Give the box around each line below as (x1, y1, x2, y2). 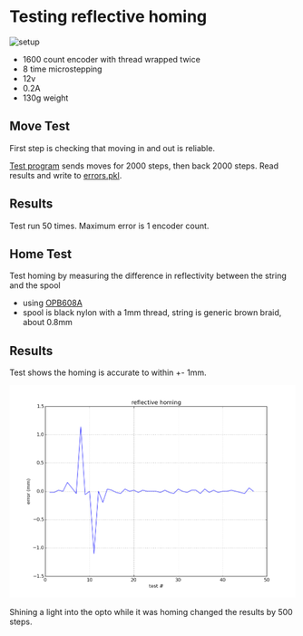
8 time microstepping (22, 63, 103, 74)
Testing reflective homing (9, 6, 208, 27)
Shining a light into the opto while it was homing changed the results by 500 (9, 607, 293, 618)
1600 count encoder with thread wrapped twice (22, 53, 201, 64)
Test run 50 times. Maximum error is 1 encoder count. (9, 220, 210, 231)
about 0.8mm (22, 317, 73, 328)
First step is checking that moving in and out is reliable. (9, 142, 216, 153)
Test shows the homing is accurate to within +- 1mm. (9, 367, 207, 378)
